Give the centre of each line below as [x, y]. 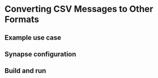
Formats [22, 19]
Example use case [33, 38]
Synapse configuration [40, 54]
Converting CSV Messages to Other [79, 9]
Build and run [25, 71]
